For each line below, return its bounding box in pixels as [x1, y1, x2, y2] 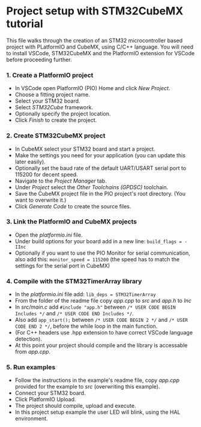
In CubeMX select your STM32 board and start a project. [14, 145, 155, 153]
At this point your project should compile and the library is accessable [14, 342, 188, 349]
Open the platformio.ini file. [14, 231, 83, 238]
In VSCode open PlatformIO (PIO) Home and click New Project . [14, 85, 170, 92]
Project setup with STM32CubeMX [6, 4, 184, 18]
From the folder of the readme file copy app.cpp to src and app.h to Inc [14, 297, 192, 304]
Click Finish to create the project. [14, 117, 97, 124]
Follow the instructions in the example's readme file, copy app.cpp [14, 377, 180, 384]
